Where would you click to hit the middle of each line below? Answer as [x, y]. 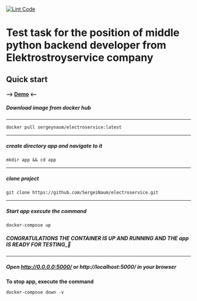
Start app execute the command [46, 211]
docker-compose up [28, 225]
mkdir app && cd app [31, 160]
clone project [23, 178]
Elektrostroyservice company [80, 58]
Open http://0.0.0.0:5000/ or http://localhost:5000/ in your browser [91, 266]
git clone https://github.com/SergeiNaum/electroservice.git [82, 193]
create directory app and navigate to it [54, 146]
